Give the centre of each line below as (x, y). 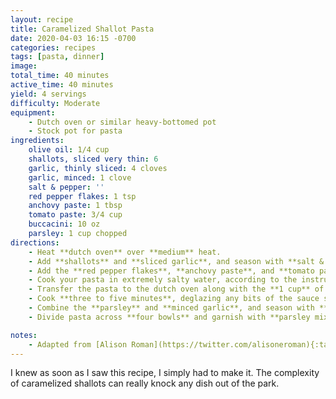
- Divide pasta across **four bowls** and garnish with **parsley (169, 317)
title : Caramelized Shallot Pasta (82, 29)
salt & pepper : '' (66, 187)
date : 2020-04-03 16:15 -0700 (73, 38)
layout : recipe (42, 19)
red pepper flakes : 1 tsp (82, 196)
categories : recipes (53, 47)
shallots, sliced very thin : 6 (93, 159)
